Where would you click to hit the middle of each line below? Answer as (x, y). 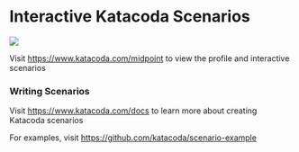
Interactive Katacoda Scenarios (130, 17)
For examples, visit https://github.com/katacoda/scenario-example (133, 138)
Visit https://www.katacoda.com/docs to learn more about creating (133, 111)
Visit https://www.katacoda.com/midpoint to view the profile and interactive (149, 58)
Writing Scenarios (50, 91)
